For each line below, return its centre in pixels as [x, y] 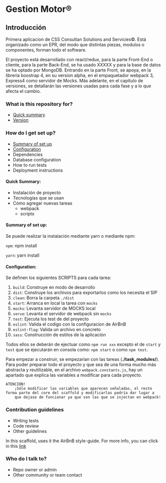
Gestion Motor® [39, 9]
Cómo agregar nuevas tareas [42, 203]
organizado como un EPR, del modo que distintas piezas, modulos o [75, 45]
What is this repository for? [39, 104]
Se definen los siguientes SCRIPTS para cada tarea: [58, 278]
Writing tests [26, 420]
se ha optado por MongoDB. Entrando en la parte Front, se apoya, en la [78, 70]
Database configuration [37, 159]
